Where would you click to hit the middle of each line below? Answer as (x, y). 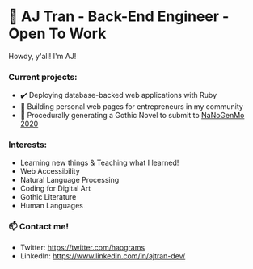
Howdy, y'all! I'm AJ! (42, 56)
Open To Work (57, 34)
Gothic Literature (48, 196)
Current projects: (43, 77)
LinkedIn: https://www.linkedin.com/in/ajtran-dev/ (103, 256)
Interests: (28, 145)
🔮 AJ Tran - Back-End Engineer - (119, 17)
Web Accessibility (50, 171)
